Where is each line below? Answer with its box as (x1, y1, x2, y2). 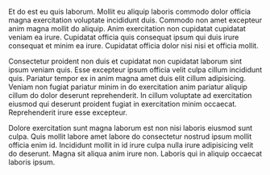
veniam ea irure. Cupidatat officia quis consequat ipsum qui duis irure (8, 32, 239, 42)
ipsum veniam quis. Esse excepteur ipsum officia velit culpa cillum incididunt (8, 65, 263, 75)
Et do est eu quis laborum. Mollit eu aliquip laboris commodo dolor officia (8, 7, 251, 16)
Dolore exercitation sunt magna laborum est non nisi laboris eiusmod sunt (8, 124, 253, 132)
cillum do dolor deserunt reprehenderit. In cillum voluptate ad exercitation (8, 91, 252, 100)
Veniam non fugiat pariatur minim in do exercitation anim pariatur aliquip (8, 82, 248, 92)
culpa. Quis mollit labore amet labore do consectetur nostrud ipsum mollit (8, 132, 252, 141)
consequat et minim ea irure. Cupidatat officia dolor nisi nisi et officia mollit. (8, 41, 260, 51)
